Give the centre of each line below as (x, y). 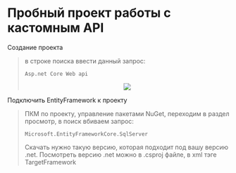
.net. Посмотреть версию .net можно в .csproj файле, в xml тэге (120, 154)
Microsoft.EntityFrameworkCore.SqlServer (86, 134)
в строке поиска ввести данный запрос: (85, 60)
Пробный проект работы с (89, 13)
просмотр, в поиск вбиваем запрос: (79, 121)
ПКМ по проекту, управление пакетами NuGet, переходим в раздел (127, 113)
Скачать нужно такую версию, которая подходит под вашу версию (126, 147)
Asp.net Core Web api (56, 74)
